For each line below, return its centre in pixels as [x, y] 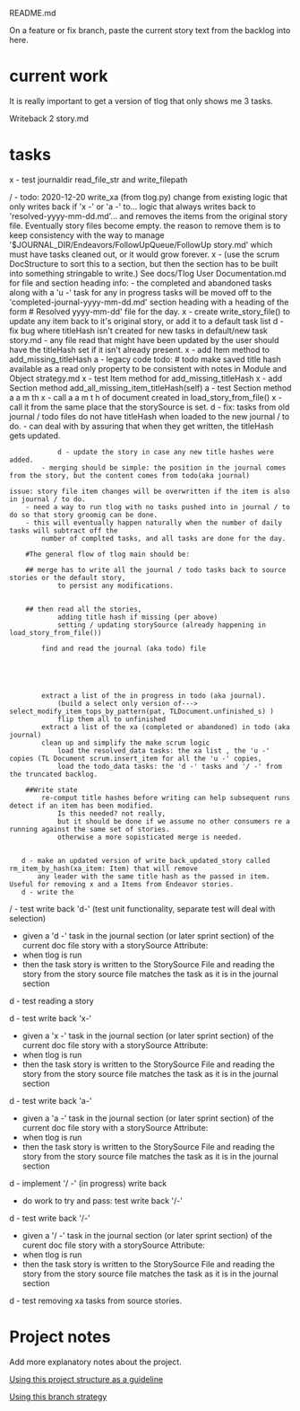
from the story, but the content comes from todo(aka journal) [130, 475]
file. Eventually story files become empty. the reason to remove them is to [145, 225]
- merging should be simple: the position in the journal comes [164, 467]
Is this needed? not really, [111, 813]
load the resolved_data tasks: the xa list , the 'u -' [163, 750]
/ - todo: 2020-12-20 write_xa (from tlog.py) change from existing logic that [149, 197]
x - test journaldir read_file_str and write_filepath [99, 180]
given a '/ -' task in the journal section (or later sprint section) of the [147, 1235]
